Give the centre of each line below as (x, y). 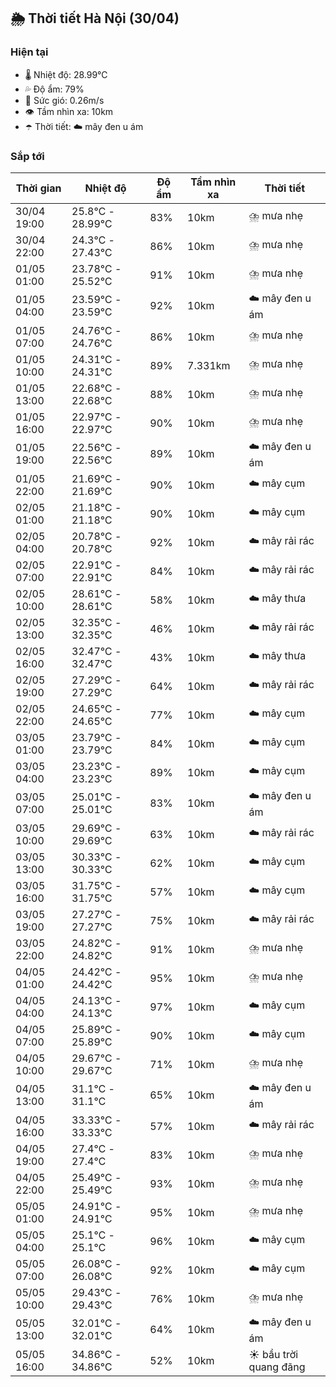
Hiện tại (29, 52)
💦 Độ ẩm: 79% (54, 89)
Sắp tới (27, 156)
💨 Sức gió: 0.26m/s (64, 100)
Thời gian (38, 188)
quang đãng (277, 1367)
